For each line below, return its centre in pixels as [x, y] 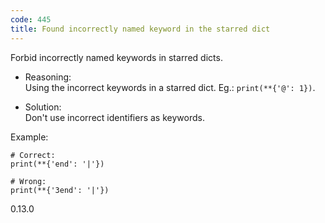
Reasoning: [48, 77]
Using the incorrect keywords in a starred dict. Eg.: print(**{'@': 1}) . [170, 87]
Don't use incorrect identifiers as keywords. [114, 117]
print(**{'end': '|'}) [57, 164]
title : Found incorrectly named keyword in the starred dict [140, 29]
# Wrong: [28, 181]
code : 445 [31, 19]
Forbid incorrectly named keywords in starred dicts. [116, 57]
